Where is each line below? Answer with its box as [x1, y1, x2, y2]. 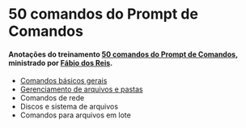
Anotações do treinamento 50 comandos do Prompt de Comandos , [8, 49, 239, 59]
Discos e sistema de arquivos [19, 102, 119, 112]
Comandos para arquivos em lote [19, 110, 131, 120]
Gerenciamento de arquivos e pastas [19, 84, 143, 94]
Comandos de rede [19, 93, 85, 103]
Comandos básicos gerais [19, 76, 108, 86]
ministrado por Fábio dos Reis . [8, 58, 113, 67]
